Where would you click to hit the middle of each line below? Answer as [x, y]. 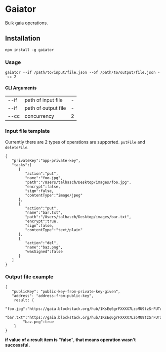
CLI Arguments [21, 88]
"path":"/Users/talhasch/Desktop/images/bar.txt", [78, 217]
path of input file [43, 100]
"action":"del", [41, 243]
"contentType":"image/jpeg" [54, 195]
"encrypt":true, [41, 221]
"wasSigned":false [44, 251]
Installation [23, 38]
